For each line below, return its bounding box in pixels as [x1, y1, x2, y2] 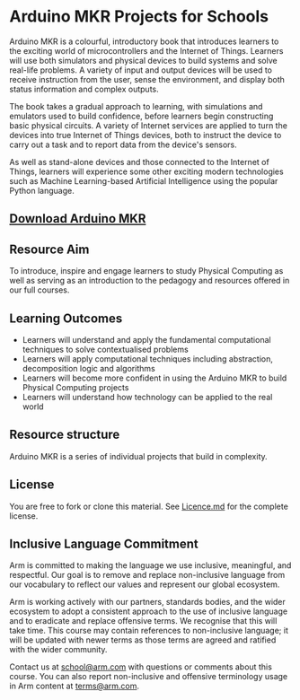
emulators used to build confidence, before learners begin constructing [9, 110, 274, 121]
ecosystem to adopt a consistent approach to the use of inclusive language [9, 606, 288, 617]
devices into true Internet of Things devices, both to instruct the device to [9, 129, 282, 140]
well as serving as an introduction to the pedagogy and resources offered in [9, 276, 290, 286]
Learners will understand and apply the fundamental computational [22, 334, 271, 345]
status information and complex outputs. [9, 83, 159, 94]
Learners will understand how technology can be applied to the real [22, 391, 273, 402]
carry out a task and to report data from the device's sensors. [9, 139, 238, 150]
